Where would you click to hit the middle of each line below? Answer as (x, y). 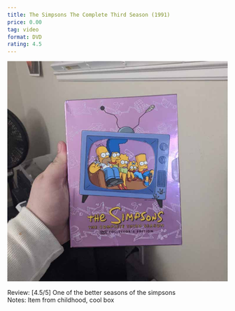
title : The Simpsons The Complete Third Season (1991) (89, 15)
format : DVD (24, 37)
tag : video (23, 29)
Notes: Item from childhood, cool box (61, 300)
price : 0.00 (24, 22)
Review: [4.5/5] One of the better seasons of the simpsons (92, 293)
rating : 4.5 (24, 44)
